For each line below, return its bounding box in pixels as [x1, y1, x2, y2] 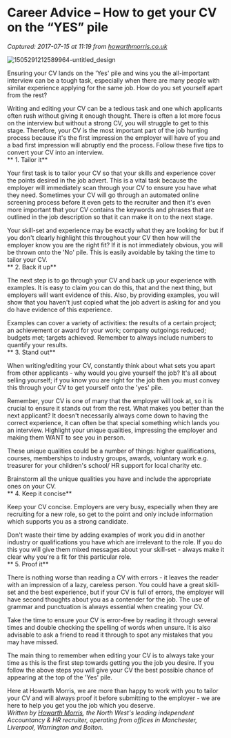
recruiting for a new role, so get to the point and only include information [7, 510, 214, 518]
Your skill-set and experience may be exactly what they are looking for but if [7, 226, 224, 234]
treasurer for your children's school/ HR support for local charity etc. [7, 461, 202, 469]
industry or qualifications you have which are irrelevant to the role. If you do [7, 537, 223, 546]
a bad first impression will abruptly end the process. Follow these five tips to [7, 141, 224, 149]
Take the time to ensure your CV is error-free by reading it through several [7, 615, 219, 624]
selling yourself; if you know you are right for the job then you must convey [7, 376, 221, 384]
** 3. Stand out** [7, 348, 56, 356]
